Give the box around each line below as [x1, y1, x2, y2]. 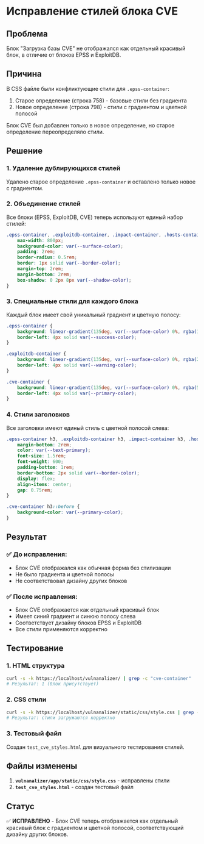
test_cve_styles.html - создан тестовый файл [15, 784, 134, 791]
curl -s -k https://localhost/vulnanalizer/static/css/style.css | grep [6, 709, 194, 715]
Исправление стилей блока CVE [6, 4, 178, 18]
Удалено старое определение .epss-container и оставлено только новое [6, 178, 196, 185]
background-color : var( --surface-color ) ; [17, 243, 123, 249]
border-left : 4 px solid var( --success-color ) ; [17, 334, 137, 340]
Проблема [6, 29, 49, 39]
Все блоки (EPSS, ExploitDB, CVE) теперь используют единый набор [6, 213, 183, 221]
